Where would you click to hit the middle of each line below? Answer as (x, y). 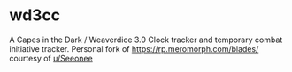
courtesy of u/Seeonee (51, 58)
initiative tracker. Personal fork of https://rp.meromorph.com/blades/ (134, 48)
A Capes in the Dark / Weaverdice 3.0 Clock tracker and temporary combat (146, 40)
